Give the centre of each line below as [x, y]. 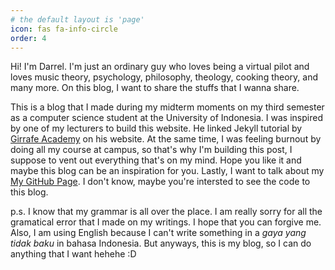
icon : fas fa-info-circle [64, 29]
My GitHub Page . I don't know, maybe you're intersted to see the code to [160, 182]
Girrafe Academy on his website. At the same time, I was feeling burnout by [166, 139]
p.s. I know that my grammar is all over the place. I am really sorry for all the [166, 212]
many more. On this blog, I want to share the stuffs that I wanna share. [155, 88]
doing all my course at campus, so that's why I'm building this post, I [151, 150]
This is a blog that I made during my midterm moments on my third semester [167, 107]
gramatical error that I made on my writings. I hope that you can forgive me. [166, 222]
